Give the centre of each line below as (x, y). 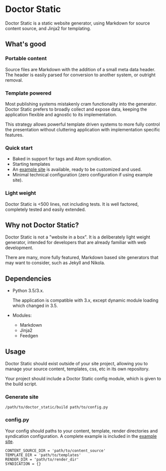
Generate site (22, 397)
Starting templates (31, 164)
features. (14, 135)
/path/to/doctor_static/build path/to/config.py (57, 407)
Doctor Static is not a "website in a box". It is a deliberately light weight (78, 237)
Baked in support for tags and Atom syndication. (62, 159)
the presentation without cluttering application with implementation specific (83, 129)
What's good (26, 44)
